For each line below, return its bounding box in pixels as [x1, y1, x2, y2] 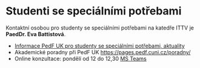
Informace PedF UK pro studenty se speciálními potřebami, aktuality [14, 42, 185, 49]
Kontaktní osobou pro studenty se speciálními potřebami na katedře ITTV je [5, 24, 195, 31]
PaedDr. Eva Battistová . [5, 30, 66, 37]
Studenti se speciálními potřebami [5, 4, 182, 18]
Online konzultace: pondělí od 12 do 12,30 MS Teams [14, 55, 147, 62]
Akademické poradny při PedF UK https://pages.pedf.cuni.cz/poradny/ [14, 48, 191, 55]
